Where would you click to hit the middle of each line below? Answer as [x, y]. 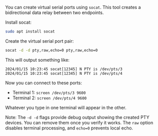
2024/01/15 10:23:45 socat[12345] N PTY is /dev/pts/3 [64, 69]
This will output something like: [37, 60]
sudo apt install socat [30, 32]
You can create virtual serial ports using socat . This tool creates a [73, 7]
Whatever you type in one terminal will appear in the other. [66, 107]
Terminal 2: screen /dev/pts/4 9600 [50, 98]
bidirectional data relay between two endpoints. [55, 13]
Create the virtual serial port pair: [39, 41]
